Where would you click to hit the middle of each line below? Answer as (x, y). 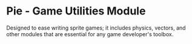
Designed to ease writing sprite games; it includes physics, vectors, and (96, 28)
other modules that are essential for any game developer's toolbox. (90, 34)
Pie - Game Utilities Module (76, 11)
